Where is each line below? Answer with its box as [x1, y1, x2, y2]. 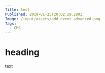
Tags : [5, 21, 16, 26]
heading [5, 47, 40, 58]
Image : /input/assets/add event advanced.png [5, 16, 100, 21]
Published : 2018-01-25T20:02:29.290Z [5, 12, 83, 17]
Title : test [5, 7, 30, 12]
